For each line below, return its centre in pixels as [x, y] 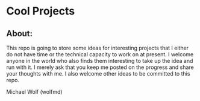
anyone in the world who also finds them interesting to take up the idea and [100, 61]
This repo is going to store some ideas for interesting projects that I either [97, 48]
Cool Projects [41, 11]
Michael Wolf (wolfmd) [34, 92]
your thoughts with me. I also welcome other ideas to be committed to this [98, 73]
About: [20, 34]
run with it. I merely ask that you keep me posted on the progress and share [100, 67]
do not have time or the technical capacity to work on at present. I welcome [100, 54]
